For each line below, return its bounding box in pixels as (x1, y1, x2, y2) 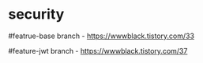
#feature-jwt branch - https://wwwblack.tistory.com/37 (8, 46, 188, 55)
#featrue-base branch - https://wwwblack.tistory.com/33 (8, 31, 195, 40)
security (8, 5, 65, 23)
